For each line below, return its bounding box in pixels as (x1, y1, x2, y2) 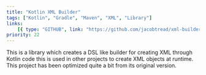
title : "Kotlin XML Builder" (6, 9, 81, 15)
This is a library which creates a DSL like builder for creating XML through (6, 49, 193, 56)
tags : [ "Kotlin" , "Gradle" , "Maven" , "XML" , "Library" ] (6, 15, 152, 21)
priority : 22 (6, 32, 40, 38)
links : (6, 20, 23, 26)
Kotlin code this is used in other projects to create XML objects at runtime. (6, 55, 194, 63)
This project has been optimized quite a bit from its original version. (6, 62, 177, 69)
